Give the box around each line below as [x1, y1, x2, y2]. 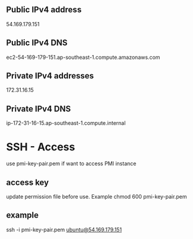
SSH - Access [6, 140, 75, 154]
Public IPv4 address [6, 5, 82, 15]
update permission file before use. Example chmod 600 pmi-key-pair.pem [6, 193, 187, 200]
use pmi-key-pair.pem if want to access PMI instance [6, 160, 137, 167]
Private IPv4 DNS [6, 103, 71, 114]
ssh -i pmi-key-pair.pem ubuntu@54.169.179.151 [6, 226, 122, 233]
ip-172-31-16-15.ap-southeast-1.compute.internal [6, 119, 126, 127]
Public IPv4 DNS [6, 38, 68, 48]
